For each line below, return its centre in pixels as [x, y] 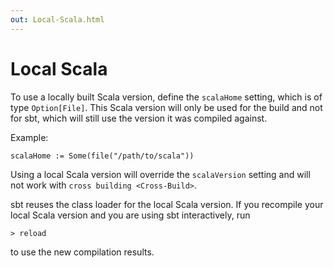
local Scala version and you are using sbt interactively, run [130, 215]
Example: [29, 137]
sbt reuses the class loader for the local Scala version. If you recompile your [167, 204]
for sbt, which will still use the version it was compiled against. [139, 118]
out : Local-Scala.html [57, 19]
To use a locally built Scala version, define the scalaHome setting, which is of [166, 97]
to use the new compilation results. [82, 252]
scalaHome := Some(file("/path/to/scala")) [102, 156]
